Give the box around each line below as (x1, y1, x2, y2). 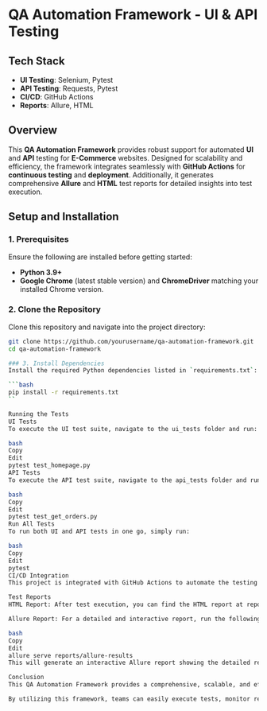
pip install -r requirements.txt (8, 388, 119, 397)
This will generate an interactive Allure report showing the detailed (8, 659, 250, 667)
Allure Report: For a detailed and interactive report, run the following (8, 615, 261, 624)
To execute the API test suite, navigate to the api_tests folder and (8, 476, 247, 484)
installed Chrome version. (19, 284, 104, 293)
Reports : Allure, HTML (19, 101, 94, 110)
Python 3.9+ (19, 267, 62, 277)
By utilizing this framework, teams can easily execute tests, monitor (8, 695, 250, 703)
